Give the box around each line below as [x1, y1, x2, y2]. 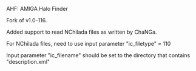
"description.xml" [6, 58, 50, 65]
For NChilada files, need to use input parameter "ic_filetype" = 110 [6, 40, 171, 47]
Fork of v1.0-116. [6, 17, 47, 23]
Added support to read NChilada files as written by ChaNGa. [6, 28, 157, 35]
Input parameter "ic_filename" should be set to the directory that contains [6, 52, 191, 59]
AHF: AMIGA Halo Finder [6, 5, 69, 12]
